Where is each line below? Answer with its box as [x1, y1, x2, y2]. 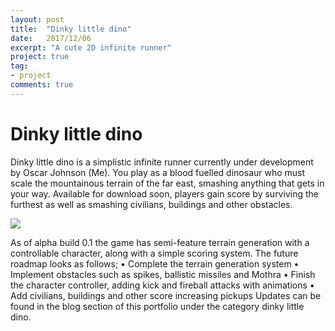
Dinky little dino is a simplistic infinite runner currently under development [10, 156, 314, 168]
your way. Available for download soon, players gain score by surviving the [10, 187, 319, 200]
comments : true [10, 80, 74, 90]
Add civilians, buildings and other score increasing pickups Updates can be [10, 289, 322, 301]
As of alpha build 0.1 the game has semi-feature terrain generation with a [10, 236, 310, 248]
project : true [10, 52, 70, 62]
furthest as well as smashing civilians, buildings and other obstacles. [10, 198, 293, 210]
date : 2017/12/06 [10, 33, 92, 43]
